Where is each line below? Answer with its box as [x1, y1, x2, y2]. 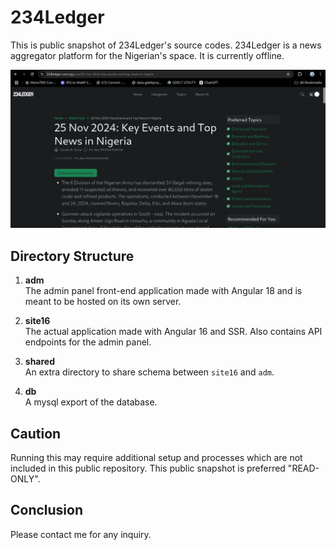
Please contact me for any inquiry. [10, 528, 152, 540]
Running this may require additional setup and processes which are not [10, 452, 303, 464]
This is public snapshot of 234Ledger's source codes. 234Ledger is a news [10, 39, 322, 51]
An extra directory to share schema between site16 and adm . [24, 366, 275, 378]
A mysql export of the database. [24, 396, 158, 408]
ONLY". [10, 473, 41, 485]
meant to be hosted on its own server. [24, 296, 182, 308]
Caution [10, 425, 62, 442]
